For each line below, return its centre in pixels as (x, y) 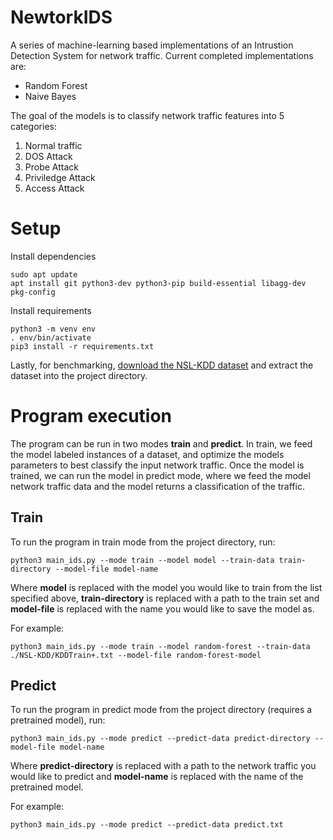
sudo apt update (44, 274)
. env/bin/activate (51, 337)
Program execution (91, 416)
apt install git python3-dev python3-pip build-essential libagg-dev (158, 283)
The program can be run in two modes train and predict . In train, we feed (161, 443)
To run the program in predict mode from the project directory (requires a (161, 710)
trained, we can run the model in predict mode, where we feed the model (160, 475)
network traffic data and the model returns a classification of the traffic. (157, 486)
